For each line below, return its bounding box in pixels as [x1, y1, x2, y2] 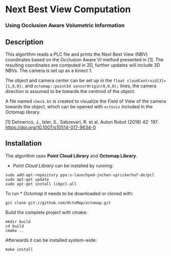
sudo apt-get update [5, 177, 50, 182]
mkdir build [5, 219, 31, 224]
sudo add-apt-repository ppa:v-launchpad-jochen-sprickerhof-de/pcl [5, 172, 155, 177]
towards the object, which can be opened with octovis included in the [5, 103, 153, 109]
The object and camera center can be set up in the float [5, 77, 125, 83]
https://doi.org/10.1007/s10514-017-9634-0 [5, 124, 96, 130]
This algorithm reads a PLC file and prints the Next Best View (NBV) [5, 51, 148, 57]
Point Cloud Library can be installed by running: [12, 162, 114, 169]
